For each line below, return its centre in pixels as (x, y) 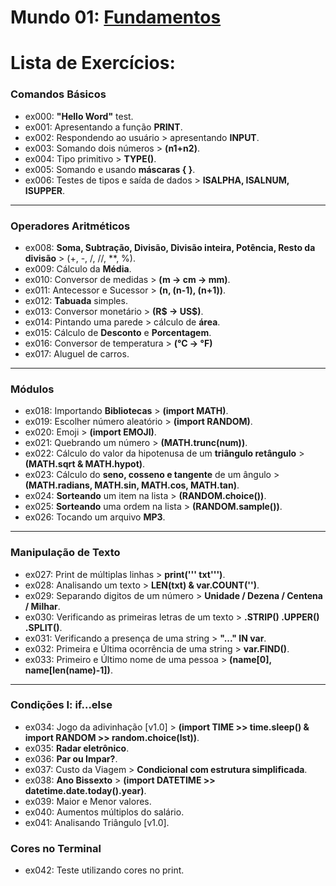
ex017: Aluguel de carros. (77, 353)
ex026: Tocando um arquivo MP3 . (95, 517)
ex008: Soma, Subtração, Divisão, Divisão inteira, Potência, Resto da (170, 247)
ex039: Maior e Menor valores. (88, 801)
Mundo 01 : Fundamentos (116, 17)
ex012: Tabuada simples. (76, 300)
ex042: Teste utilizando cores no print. (104, 870)
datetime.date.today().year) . (85, 790)
